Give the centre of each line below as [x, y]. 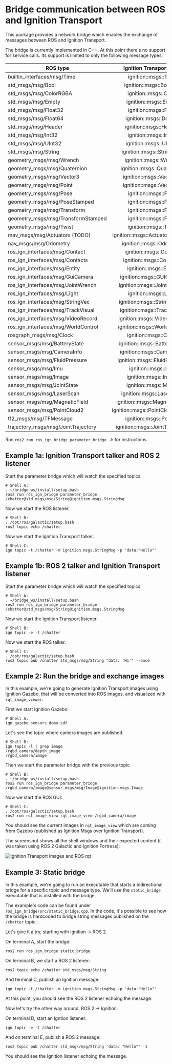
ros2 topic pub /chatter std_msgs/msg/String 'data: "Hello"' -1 [76, 1047]
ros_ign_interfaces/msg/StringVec [49, 302]
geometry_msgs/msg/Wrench [44, 160]
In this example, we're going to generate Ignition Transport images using [82, 688]
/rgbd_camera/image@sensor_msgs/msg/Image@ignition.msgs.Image [74, 788]
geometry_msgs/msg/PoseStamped [51, 202]
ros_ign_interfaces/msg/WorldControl [53, 327]
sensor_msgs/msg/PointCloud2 [46, 410]
